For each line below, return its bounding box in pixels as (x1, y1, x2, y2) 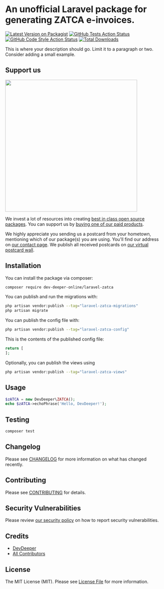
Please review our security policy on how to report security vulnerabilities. (5, 517, 159, 523)
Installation (5, 261, 41, 270)
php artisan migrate (5, 308, 49, 313)
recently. (5, 461, 24, 467)
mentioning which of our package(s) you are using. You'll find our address (5, 236, 159, 242)
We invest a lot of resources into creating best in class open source (5, 216, 145, 222)
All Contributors (12, 551, 45, 557)
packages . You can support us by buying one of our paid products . (5, 221, 144, 227)
